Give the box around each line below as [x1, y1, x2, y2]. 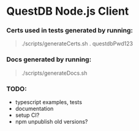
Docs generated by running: [6, 55, 92, 64]
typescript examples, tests [15, 99, 83, 106]
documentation [15, 105, 54, 113]
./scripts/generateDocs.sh [21, 69, 88, 77]
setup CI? [15, 111, 40, 119]
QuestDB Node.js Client [6, 4, 129, 18]
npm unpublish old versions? [15, 118, 88, 125]
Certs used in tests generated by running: [6, 26, 133, 35]
